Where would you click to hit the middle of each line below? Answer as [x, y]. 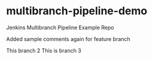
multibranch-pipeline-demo [77, 11]
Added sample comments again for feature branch [68, 39]
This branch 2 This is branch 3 [44, 50]
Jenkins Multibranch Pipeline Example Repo [60, 27]
